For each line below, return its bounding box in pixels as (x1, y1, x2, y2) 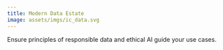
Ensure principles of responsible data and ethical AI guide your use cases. (7, 35, 217, 43)
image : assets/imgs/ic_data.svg (7, 16, 99, 23)
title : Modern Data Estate (7, 10, 84, 17)
